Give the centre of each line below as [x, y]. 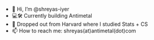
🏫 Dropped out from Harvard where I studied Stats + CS [80, 24]
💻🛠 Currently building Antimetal [52, 16]
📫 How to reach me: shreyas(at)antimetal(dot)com [74, 31]
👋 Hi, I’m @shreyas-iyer [41, 9]
